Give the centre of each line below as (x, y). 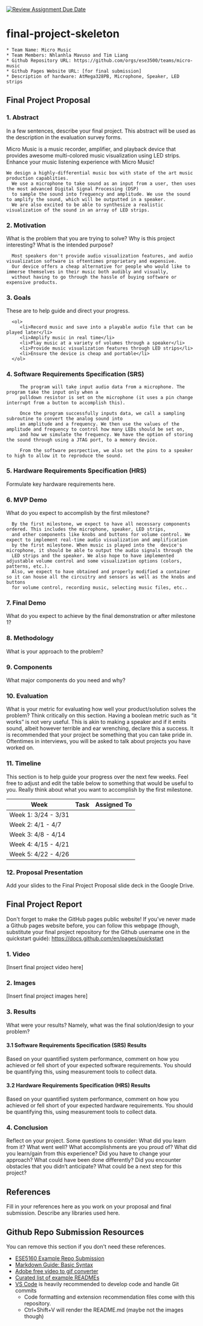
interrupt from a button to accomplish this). (66, 403)
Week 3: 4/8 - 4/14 (37, 834)
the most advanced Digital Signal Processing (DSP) (72, 189)
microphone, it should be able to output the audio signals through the (100, 551)
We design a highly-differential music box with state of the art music (100, 173)
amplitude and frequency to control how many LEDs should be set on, (96, 429)
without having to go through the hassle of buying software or (94, 277)
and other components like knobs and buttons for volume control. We (101, 535)
